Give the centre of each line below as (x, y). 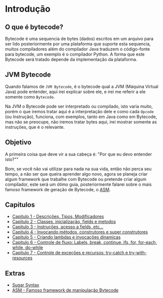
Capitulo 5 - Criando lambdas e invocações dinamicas (66, 237)
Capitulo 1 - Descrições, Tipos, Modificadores (58, 217)
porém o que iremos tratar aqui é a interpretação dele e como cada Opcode (80, 111)
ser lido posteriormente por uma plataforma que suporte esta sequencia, (78, 44)
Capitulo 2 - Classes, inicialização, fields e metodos (64, 222)
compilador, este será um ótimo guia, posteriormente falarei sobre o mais (78, 184)
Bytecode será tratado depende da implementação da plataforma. (71, 59)
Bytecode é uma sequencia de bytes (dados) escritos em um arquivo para (79, 39)
